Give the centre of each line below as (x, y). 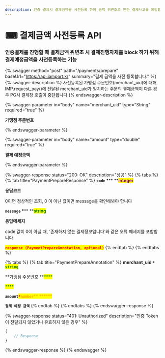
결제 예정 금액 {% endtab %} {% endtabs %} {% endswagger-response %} (79, 306)
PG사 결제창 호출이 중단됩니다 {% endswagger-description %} (72, 95)
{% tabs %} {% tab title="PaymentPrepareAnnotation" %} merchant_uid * (80, 262)
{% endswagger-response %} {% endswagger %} (56, 350)
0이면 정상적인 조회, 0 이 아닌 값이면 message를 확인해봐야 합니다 (69, 201)
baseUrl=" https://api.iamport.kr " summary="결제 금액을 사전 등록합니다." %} (81, 76)
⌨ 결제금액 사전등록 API (53, 35)
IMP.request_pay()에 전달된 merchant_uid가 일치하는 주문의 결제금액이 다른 (79, 89)
